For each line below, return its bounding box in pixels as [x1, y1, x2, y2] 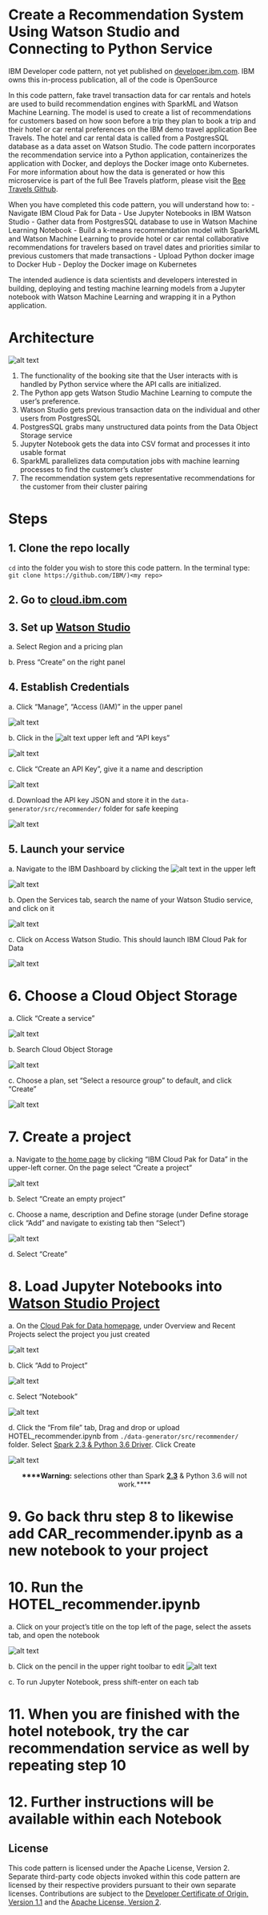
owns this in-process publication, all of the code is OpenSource [8, 75, 218, 84]
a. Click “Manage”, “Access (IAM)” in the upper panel [8, 701, 182, 711]
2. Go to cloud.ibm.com [8, 593, 128, 607]
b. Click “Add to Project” [8, 1360, 88, 1370]
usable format [19, 447, 66, 457]
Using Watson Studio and [8, 22, 180, 41]
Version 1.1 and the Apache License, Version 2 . [8, 1897, 162, 1907]
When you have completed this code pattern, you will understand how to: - [8, 199, 255, 209]
